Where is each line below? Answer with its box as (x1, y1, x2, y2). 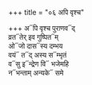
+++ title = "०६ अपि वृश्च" (8, 8, 85, 17)
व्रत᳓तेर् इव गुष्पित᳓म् (8, 33, 58, 41)
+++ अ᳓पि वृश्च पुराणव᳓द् (8, 24, 76, 33)
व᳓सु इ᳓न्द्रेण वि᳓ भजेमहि (8, 60, 70, 68)
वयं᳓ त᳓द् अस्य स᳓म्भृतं (8, 50, 67, 60)
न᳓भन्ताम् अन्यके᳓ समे (8, 68, 64, 77)
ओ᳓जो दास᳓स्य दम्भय (8, 41, 63, 51)
